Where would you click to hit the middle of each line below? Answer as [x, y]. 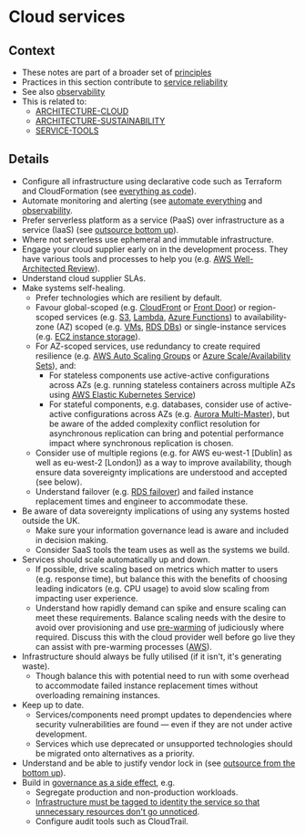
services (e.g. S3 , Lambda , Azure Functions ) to [154, 317]
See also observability [63, 92]
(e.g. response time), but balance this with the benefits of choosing [161, 579]
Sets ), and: [56, 365]
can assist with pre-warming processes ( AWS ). [124, 646]
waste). [36, 666]
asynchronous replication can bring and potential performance [166, 433]
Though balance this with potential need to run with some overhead [162, 675]
